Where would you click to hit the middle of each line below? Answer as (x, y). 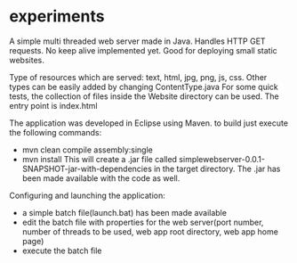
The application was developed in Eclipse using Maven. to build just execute (149, 123)
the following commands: (56, 132)
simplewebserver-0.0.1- (222, 159)
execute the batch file (62, 251)
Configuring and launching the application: (88, 195)
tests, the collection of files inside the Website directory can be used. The (144, 96)
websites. (27, 60)
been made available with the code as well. (101, 178)
